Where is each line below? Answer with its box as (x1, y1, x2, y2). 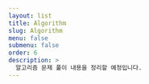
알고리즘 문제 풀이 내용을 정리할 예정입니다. (15, 64, 143, 72)
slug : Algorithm (8, 26, 63, 34)
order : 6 (8, 49, 38, 57)
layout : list (8, 11, 52, 20)
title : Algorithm (8, 19, 67, 27)
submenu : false (8, 42, 60, 50)
